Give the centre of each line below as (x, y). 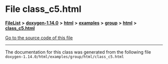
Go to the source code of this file (39, 38)
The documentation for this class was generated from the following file (78, 52)
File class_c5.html (43, 9)
